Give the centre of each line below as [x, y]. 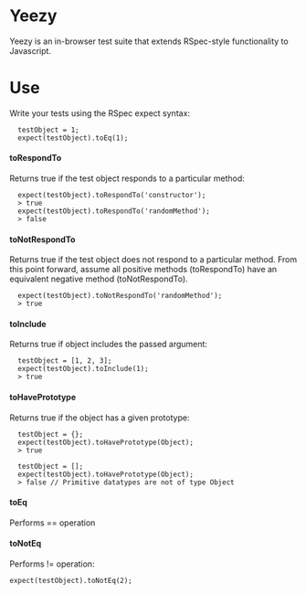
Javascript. [31, 50]
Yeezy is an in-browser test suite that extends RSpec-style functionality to [149, 41]
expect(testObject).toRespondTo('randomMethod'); [114, 211]
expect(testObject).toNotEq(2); [71, 581]
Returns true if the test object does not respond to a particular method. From [153, 260]
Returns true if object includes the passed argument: [109, 345]
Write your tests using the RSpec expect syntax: [100, 113]
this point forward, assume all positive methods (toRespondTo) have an [143, 270]
